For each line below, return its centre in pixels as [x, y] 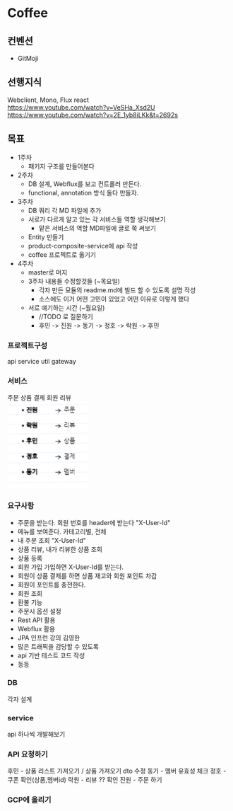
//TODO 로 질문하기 [66, 316]
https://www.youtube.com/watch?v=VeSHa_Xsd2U [81, 107]
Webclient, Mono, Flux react [48, 100]
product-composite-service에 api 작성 [83, 246]
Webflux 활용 [36, 628]
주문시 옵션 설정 [39, 611]
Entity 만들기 [46, 237]
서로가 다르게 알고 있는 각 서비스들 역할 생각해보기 [97, 219]
